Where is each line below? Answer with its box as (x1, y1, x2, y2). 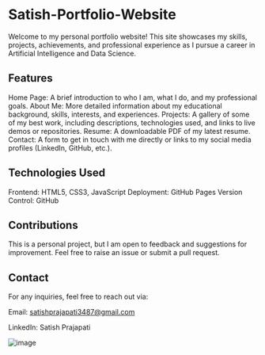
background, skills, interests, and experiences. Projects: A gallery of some (8, 109, 250, 119)
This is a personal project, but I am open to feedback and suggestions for (8, 239, 248, 249)
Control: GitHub (8, 196, 59, 205)
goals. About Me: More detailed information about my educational (8, 101, 223, 110)
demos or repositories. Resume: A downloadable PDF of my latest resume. (8, 126, 251, 136)
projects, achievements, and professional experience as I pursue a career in (8, 40, 256, 49)
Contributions (8, 218, 78, 231)
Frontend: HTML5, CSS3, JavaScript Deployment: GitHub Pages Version (8, 187, 243, 197)
